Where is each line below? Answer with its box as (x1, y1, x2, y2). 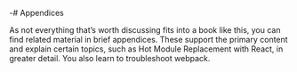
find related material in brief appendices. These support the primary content (9, 35, 288, 44)
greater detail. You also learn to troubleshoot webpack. (9, 53, 211, 63)
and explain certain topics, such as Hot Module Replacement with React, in (9, 44, 284, 54)
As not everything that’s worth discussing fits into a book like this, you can (9, 25, 281, 35)
